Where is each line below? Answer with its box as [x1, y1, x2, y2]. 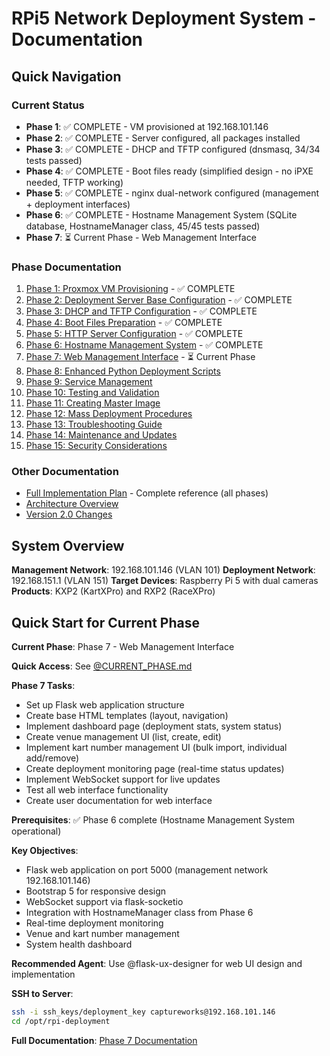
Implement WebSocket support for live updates [25, 773, 221, 786]
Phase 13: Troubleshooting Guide [25, 418, 163, 431]
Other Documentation [11, 465, 119, 479]
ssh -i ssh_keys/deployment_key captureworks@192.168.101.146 [11, 1007, 276, 1017]
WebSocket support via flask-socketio [25, 896, 184, 908]
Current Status [11, 98, 85, 112]
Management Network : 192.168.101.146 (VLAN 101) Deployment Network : [11, 564, 316, 576]
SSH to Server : [11, 988, 74, 1000]
